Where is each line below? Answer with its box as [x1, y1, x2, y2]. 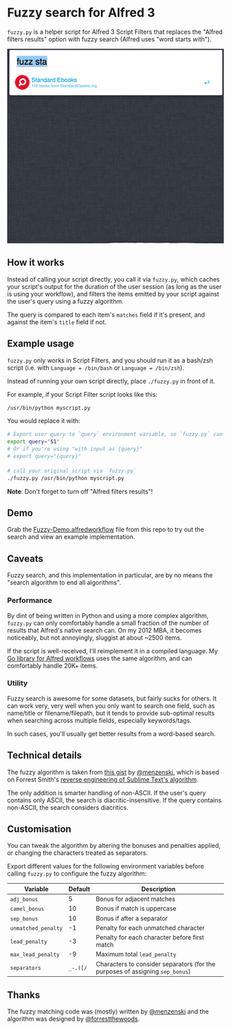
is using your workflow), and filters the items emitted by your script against [7, 290, 219, 298]
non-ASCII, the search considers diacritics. [7, 803, 129, 811]
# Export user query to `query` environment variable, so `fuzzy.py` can [7, 431, 223, 438]
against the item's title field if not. [7, 317, 107, 326]
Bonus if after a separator [96, 914, 168, 922]
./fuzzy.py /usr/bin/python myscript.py [7, 475, 125, 482]
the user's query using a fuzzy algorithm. [7, 297, 124, 305]
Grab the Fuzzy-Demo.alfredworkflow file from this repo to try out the [7, 526, 204, 534]
